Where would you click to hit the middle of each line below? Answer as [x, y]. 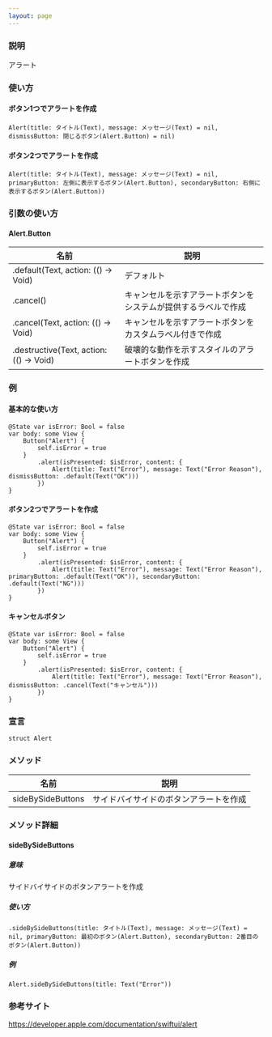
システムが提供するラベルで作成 [185, 307]
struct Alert [30, 739]
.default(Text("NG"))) [47, 584]
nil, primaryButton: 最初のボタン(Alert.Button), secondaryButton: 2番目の [134, 937]
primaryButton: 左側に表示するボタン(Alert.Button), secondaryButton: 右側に [135, 183]
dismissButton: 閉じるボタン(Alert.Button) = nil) [92, 137]
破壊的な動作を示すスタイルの [181, 350]
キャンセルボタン [37, 617]
